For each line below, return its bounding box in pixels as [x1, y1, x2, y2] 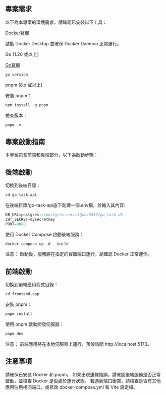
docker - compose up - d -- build [5, 241, 69, 246]
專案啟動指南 [5, 138, 45, 146]
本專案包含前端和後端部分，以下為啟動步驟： [5, 152, 98, 158]
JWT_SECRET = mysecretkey [5, 217, 56, 222]
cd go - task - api [5, 192, 37, 197]
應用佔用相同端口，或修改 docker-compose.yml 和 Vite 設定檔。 [5, 384, 138, 390]
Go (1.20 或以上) [5, 51, 39, 57]
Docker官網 [5, 30, 29, 36]
